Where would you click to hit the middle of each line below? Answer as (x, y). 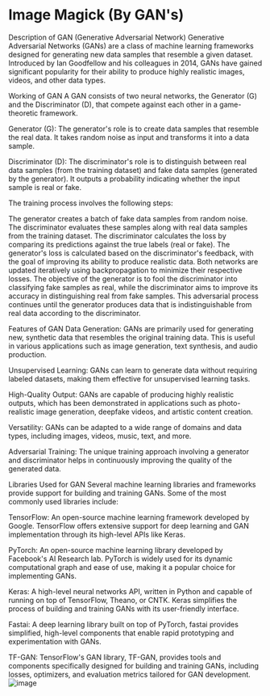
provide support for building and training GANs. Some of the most (118, 493)
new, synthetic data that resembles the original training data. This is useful (132, 337)
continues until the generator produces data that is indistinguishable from (130, 304)
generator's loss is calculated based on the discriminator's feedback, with (131, 253)
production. (27, 354)
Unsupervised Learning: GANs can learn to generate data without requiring (133, 370)
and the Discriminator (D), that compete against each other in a (113, 104)
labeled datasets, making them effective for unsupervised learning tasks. (129, 378)
